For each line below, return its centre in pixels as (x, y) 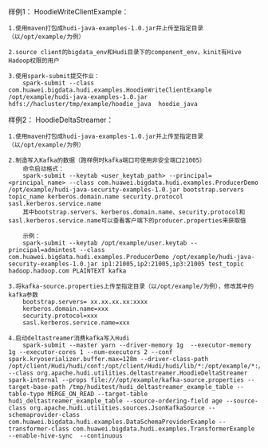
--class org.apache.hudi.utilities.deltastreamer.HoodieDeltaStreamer (128, 373)
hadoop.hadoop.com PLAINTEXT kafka (67, 271)
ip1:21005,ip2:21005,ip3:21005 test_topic (173, 264)
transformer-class (39, 429)
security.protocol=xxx (60, 316)
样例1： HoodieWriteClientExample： (69, 12)
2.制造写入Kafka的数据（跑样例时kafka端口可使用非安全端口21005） (107, 160)
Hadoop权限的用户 (34, 61)
